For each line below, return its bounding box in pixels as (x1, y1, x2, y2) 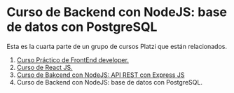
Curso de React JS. (16, 63, 73, 71)
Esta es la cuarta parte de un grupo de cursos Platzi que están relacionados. (6, 42, 227, 50)
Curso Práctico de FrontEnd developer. (16, 55, 129, 64)
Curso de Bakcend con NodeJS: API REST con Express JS (16, 71, 185, 79)
